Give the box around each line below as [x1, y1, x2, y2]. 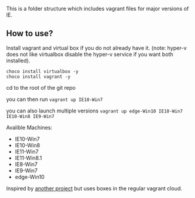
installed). [6, 56, 31, 64]
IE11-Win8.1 [14, 154, 42, 161]
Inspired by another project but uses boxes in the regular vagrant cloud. [6, 184, 182, 192]
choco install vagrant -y [6, 74, 70, 80]
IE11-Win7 [14, 148, 39, 155]
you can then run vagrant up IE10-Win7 [6, 95, 103, 103]
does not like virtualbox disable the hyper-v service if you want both [6, 51, 174, 58]
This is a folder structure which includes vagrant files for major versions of [6, 5, 189, 12]
